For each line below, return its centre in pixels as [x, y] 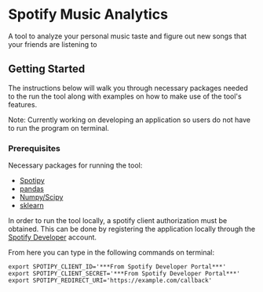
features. [23, 104]
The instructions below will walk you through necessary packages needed [128, 88]
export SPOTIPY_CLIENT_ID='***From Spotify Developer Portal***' [117, 267]
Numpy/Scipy [41, 197]
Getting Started [47, 69]
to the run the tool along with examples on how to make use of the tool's [125, 96]
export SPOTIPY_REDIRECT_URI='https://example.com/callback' [110, 281]
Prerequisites [34, 148]
